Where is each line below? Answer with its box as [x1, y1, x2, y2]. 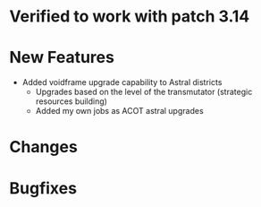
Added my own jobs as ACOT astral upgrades [35, 106, 204, 116]
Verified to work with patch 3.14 [9, 6, 250, 27]
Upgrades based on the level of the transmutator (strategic [35, 87, 253, 98]
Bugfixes [9, 177, 78, 198]
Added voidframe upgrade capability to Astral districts [21, 77, 223, 88]
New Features [9, 47, 114, 68]
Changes [9, 137, 78, 158]
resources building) [35, 96, 107, 107]
